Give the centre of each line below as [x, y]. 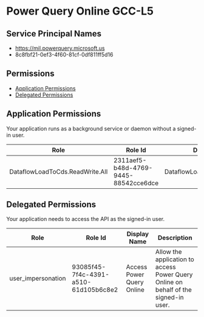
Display [138, 234]
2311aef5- [130, 160]
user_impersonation [38, 279]
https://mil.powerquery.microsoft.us [60, 48]
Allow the [168, 252]
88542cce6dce [136, 183]
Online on [169, 282]
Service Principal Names [54, 34]
